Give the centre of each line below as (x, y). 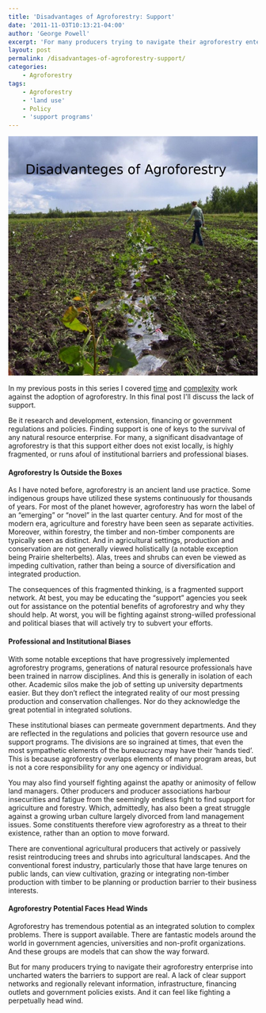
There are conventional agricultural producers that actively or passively (125, 848)
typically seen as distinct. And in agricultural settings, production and (121, 541)
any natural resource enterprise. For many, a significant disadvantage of (126, 438)
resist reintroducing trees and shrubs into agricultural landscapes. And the (129, 857)
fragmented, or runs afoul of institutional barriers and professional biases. (129, 454)
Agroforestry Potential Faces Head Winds (78, 908)
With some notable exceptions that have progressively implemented (119, 659)
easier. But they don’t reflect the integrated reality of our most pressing (124, 693)
